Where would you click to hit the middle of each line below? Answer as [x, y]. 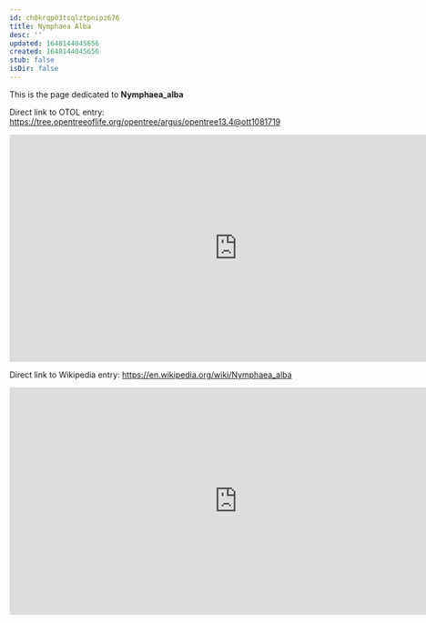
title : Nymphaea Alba [51, 26]
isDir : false [34, 69]
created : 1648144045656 [55, 52]
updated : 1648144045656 [55, 43]
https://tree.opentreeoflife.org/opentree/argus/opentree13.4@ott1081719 [145, 121]
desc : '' [26, 35]
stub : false [32, 60]
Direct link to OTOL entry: [57, 112]
